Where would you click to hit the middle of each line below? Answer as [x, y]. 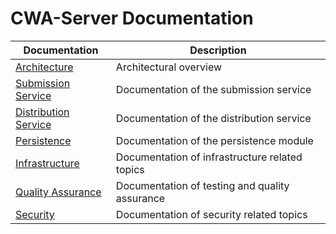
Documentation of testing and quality [202, 185]
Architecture [44, 67]
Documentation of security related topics [211, 214]
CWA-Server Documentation [132, 18]
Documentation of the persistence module [214, 140]
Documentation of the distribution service [213, 118]
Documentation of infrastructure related [209, 157]
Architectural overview [169, 67]
